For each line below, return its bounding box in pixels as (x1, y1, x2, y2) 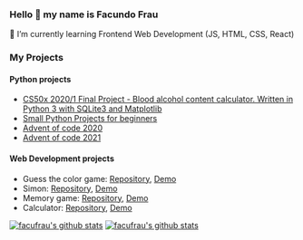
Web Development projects (9, 153, 115, 164)
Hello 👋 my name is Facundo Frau (9, 8, 159, 21)
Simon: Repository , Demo (22, 183, 118, 194)
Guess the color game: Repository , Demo (22, 173, 177, 184)
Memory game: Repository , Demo (22, 192, 149, 203)
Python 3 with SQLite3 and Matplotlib (22, 103, 162, 114)
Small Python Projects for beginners (22, 113, 158, 124)
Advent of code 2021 (22, 132, 102, 143)
